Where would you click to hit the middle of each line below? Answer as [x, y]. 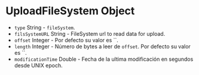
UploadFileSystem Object [70, 11]
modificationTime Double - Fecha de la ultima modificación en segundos [104, 59]
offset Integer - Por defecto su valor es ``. [66, 40]
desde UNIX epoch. [39, 65]
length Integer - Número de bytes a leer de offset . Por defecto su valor [102, 46]
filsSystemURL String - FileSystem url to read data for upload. [90, 33]
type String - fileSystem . [45, 27]
